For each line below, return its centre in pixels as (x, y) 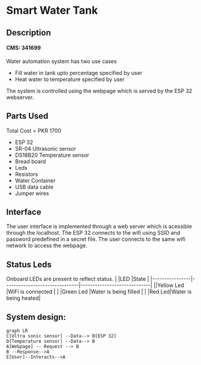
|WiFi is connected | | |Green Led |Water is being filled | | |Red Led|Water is (99, 292)
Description (28, 33)
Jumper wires (32, 193)
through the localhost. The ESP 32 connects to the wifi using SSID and (93, 233)
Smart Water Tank (52, 11)
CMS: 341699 (23, 48)
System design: (36, 317)
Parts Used (27, 116)
